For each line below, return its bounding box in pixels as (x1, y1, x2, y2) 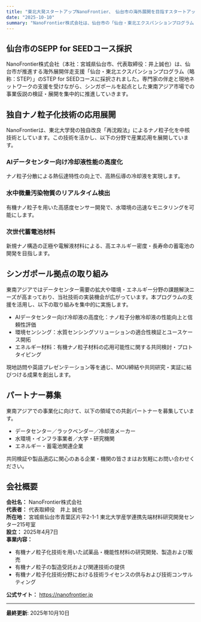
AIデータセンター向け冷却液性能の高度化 (6, 158, 123, 166)
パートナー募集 (6, 390, 62, 400)
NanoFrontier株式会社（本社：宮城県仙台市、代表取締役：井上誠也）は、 (6, 60, 185, 68)
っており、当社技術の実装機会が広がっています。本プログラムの (32, 293, 188, 301)
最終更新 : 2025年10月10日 (6, 609, 70, 617)
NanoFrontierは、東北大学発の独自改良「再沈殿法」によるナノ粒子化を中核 (6, 127, 190, 133)
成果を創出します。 (26, 371, 74, 378)
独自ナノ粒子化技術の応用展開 (6, 109, 116, 120)
